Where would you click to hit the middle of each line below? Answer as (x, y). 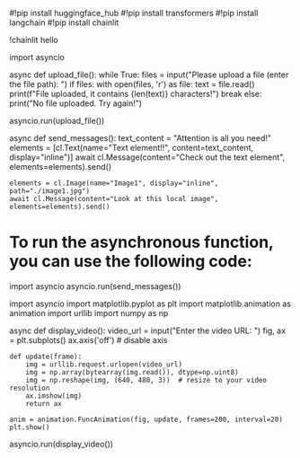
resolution (30, 388)
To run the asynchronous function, (141, 242)
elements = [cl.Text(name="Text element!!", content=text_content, (132, 148)
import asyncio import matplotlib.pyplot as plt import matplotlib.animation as (150, 304)
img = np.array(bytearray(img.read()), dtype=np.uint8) (132, 372)
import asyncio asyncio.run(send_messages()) (95, 286)
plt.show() (30, 427)
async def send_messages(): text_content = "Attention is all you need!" (141, 138)
